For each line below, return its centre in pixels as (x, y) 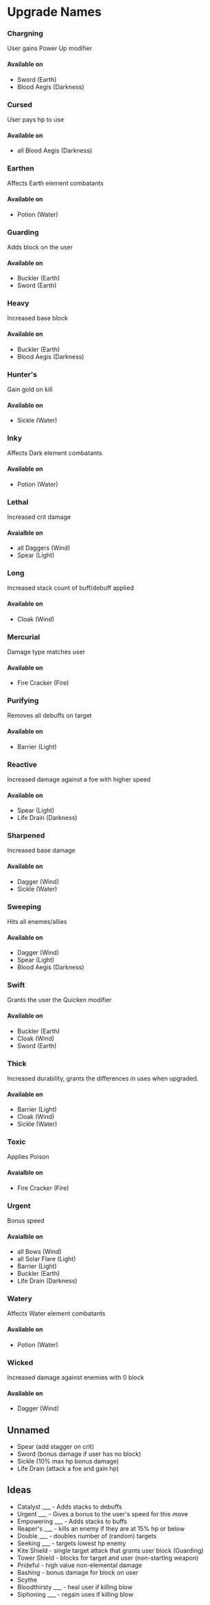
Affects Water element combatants (56, 1314)
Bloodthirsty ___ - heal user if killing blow (74, 1587)
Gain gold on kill (30, 389)
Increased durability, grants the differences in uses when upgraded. (103, 1078)
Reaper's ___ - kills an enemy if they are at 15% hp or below (101, 1528)
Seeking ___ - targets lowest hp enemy (71, 1543)
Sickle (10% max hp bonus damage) (68, 1461)
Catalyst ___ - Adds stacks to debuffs (69, 1507)
